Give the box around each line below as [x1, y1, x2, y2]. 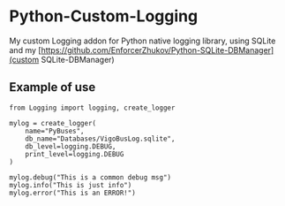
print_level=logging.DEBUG [25, 149, 124, 158]
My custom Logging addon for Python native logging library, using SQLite [9, 35, 276, 46]
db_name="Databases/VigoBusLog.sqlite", [25, 134, 176, 143]
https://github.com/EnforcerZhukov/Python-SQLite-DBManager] [41, 44, 274, 55]
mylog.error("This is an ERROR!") [9, 188, 137, 197]
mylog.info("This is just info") [9, 180, 132, 189]
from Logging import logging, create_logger [9, 103, 176, 112]
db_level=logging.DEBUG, [25, 141, 116, 151]
